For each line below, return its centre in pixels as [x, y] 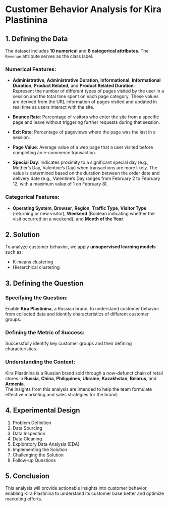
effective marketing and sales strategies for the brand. [62, 394]
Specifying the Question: [37, 298]
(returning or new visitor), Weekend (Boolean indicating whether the [83, 213]
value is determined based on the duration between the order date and [86, 173]
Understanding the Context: [40, 362]
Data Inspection [29, 433]
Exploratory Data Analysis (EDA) [46, 444]
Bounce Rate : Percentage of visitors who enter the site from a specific [86, 117]
